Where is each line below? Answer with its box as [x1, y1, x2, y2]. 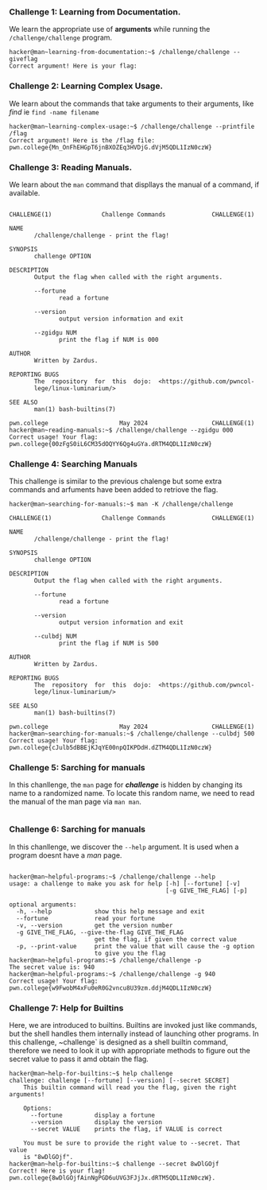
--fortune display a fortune [29, 1111, 156, 1119]
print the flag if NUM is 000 [59, 335, 159, 343]
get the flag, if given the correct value [94, 935, 238, 944]
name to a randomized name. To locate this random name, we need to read [9, 789, 255, 798]
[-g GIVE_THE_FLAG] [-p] [165, 886, 248, 894]
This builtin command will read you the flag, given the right [23, 1083, 238, 1091]
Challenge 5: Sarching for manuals [9, 762, 145, 773]
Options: [23, 1104, 52, 1113]
